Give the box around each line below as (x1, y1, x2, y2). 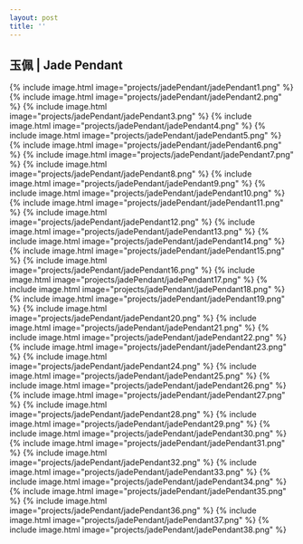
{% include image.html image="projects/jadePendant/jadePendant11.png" (9, 197, 284, 208)
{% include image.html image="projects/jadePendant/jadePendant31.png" (9, 438, 286, 449)
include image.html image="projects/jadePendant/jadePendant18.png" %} (9, 284, 286, 295)
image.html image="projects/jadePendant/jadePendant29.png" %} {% (9, 418, 271, 430)
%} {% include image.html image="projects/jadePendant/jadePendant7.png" (9, 149, 294, 160)
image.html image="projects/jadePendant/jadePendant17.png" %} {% (9, 274, 269, 285)
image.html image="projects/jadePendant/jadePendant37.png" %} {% (9, 515, 270, 526)
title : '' (9, 22, 47, 31)
